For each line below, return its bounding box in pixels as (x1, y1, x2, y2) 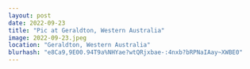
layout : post (8, 11, 52, 20)
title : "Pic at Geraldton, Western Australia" (8, 26, 165, 34)
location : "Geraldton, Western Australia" (8, 41, 151, 49)
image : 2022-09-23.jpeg (8, 33, 87, 42)
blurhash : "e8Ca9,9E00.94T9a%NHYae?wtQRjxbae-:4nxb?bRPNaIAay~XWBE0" (8, 48, 244, 56)
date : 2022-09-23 (8, 19, 66, 27)
